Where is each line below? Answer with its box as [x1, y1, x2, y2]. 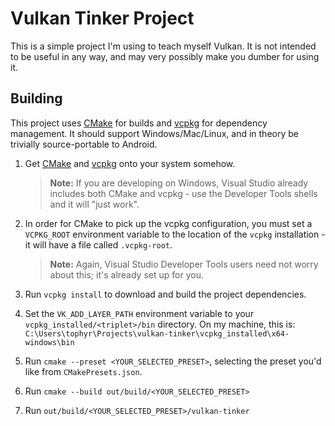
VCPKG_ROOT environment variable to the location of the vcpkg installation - [24, 228, 326, 240]
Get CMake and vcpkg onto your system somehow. [24, 157, 236, 169]
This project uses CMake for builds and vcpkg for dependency [10, 117, 268, 129]
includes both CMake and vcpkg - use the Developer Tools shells [49, 187, 318, 199]
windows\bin [24, 337, 75, 347]
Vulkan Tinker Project [10, 7, 195, 30]
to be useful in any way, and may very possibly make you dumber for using [10, 50, 320, 62]
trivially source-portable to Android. [10, 138, 158, 150]
